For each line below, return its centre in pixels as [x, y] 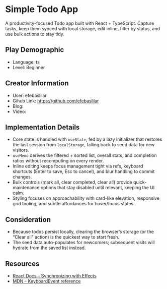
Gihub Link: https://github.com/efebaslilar [56, 101]
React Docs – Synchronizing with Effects [54, 276]
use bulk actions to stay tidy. [35, 34]
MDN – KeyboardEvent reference [47, 281]
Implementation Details [43, 127]
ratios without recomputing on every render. [58, 161]
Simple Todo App [42, 9]
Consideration [28, 220]
